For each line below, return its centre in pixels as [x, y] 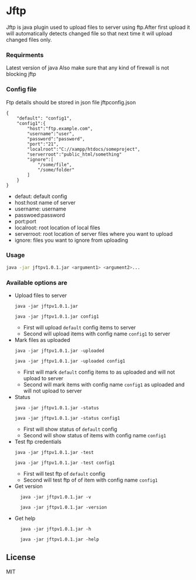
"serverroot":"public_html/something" [75, 154]
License [21, 557]
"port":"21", [43, 144]
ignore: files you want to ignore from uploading [71, 240]
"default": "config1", [44, 118]
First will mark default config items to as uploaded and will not [99, 372]
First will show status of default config [70, 429]
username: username [40, 209]
